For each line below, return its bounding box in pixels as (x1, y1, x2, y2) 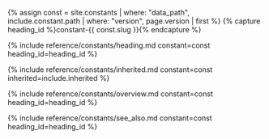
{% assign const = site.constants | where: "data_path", (7, 8, 190, 17)
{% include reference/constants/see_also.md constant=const (7, 113, 212, 123)
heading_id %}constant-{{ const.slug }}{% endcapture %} (7, 25, 202, 34)
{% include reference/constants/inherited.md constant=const (7, 65, 213, 74)
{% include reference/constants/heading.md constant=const (7, 40, 211, 50)
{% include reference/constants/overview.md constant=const (7, 89, 214, 99)
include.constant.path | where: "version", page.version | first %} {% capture (7, 16, 261, 26)
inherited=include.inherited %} (7, 74, 110, 82)
